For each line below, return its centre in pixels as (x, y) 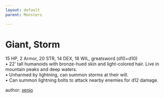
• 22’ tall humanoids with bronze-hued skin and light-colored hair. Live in (82, 64)
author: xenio (19, 90)
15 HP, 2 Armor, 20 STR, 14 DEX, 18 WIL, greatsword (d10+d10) (71, 59)
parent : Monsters (24, 15)
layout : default (23, 10)
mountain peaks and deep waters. (41, 69)
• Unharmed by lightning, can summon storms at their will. (67, 75)
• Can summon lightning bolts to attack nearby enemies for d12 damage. (82, 80)
